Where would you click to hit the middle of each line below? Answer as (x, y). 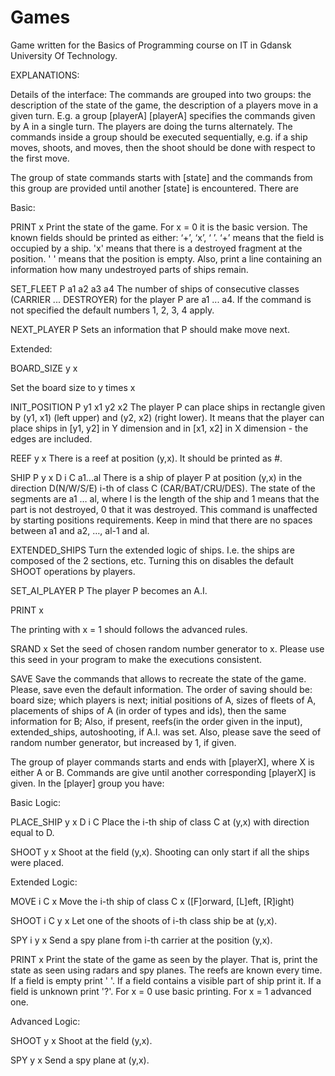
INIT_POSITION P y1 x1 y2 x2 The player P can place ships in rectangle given (168, 407)
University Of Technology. (64, 55)
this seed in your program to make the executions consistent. (136, 659)
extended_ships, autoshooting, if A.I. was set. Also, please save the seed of (166, 732)
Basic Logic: (36, 802)
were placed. (37, 862)
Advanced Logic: (45, 1021)
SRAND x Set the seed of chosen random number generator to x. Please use (167, 648)
